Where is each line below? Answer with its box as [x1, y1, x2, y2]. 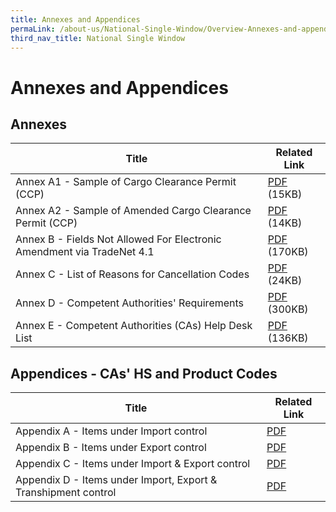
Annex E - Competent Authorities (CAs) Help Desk [15, 319, 253, 333]
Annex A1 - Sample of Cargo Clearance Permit [15, 175, 237, 189]
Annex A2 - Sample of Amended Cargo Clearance [15, 204, 252, 218]
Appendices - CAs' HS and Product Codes [10, 365, 278, 382]
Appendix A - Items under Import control [15, 424, 208, 438]
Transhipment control [15, 486, 117, 500]
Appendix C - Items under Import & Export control [15, 457, 251, 471]
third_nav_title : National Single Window [10, 33, 186, 43]
